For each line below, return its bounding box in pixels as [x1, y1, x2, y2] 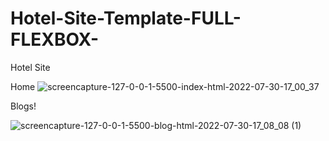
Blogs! [10, 100, 37, 112]
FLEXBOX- [10, 28, 100, 51]
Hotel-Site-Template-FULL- [10, 7, 242, 30]
